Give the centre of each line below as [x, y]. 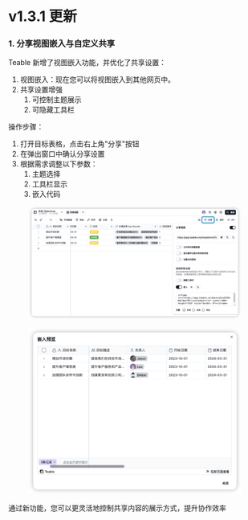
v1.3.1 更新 [43, 16]
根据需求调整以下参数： [59, 164]
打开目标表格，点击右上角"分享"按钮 [79, 144]
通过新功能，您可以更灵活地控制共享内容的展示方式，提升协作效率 [117, 508]
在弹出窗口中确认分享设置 [62, 154]
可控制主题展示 [57, 100]
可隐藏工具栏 [53, 110]
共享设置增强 [41, 90]
